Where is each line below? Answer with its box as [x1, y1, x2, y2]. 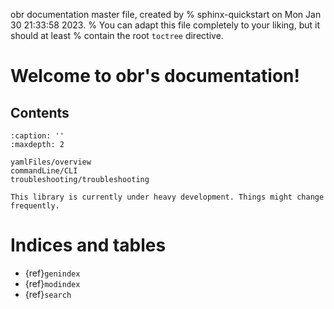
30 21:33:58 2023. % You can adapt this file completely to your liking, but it [10, 19, 321, 31]
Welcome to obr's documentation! [10, 65, 300, 88]
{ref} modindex [24, 277, 81, 289]
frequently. [10, 201, 60, 211]
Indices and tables [10, 234, 167, 257]
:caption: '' [10, 131, 65, 141]
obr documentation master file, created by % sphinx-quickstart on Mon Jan [10, 9, 322, 20]
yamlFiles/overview [10, 157, 92, 167]
